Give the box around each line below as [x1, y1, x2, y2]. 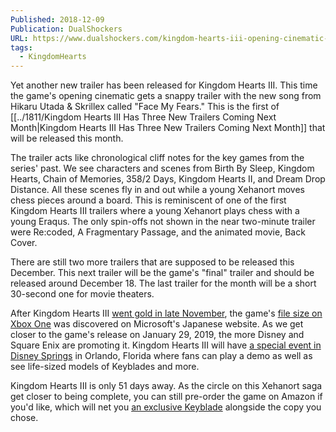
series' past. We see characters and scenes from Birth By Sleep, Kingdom [10, 162, 315, 175]
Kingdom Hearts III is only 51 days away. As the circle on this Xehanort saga [10, 380, 323, 392]
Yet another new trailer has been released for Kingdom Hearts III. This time [10, 79, 318, 91]
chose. [10, 412, 39, 424]
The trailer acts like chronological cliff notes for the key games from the [10, 152, 305, 164]
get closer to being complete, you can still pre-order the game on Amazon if [10, 391, 323, 403]
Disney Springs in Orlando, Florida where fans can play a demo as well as [10, 350, 313, 362]
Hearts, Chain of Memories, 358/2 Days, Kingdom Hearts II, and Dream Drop [10, 173, 326, 185]
